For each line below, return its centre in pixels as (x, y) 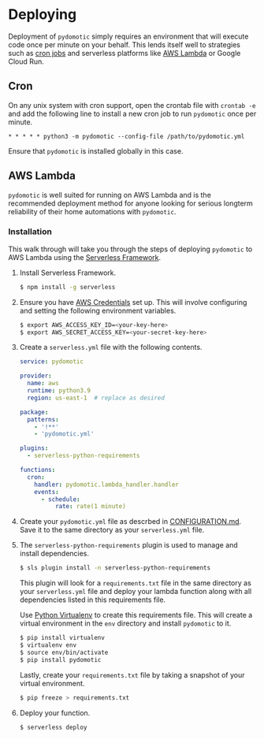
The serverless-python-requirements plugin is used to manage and (128, 545)
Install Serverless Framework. (68, 273)
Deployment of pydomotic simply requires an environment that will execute (128, 36)
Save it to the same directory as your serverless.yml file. (112, 530)
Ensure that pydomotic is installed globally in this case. (96, 150)
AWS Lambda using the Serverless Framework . (85, 257)
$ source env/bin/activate (64, 652)
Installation (30, 232)
